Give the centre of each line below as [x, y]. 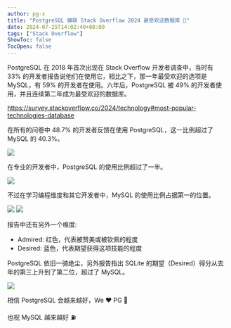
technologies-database [41, 115]
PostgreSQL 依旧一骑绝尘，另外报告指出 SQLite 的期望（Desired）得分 [110, 263]
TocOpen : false [29, 46]
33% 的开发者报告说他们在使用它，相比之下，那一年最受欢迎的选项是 [107, 76]
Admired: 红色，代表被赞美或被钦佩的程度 [78, 239]
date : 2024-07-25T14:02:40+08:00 [56, 27]
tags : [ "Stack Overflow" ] [45, 33]
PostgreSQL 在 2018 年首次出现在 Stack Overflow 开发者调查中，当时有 [111, 67]
